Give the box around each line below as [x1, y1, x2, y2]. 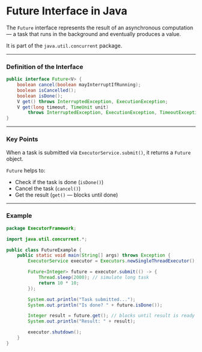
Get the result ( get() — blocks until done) [14, 191, 118, 198]
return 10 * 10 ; [38, 280, 79, 286]
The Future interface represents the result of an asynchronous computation [6, 24, 194, 31]
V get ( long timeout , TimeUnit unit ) [17, 104, 109, 110]
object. [6, 155, 24, 163]
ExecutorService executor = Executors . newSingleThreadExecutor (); [28, 258, 198, 264]
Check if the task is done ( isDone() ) [14, 178, 104, 185]
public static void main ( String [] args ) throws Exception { [17, 252, 171, 258]
